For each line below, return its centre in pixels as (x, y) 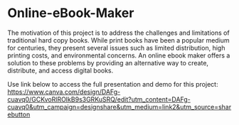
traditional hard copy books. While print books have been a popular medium (118, 40)
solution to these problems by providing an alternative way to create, (108, 62)
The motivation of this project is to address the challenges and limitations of (118, 33)
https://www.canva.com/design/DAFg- (64, 92)
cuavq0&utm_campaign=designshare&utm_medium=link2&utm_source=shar (119, 107)
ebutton (19, 114)
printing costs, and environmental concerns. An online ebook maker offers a (119, 55)
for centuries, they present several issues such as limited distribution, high (116, 48)
